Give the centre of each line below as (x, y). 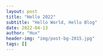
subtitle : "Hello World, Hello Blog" (52, 22)
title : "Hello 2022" (31, 17)
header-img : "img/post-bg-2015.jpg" (50, 38)
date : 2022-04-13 (27, 28)
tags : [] (17, 44)
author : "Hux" (23, 33)
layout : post (22, 11)
